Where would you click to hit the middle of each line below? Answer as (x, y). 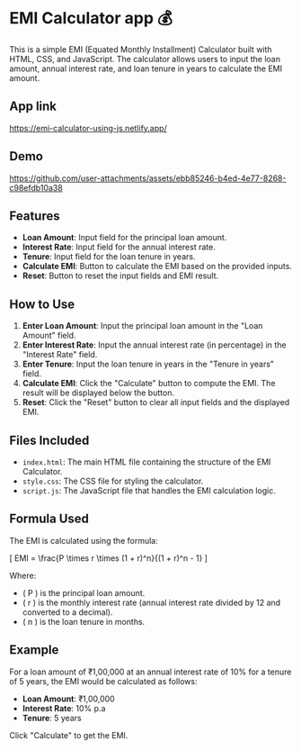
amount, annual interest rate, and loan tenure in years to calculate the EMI (146, 68)
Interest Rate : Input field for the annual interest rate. (119, 247)
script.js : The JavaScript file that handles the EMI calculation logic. (149, 491)
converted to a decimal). (67, 612)
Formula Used (49, 519)
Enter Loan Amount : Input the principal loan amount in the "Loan (142, 326)
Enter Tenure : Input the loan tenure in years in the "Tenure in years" (148, 364)
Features (35, 216)
